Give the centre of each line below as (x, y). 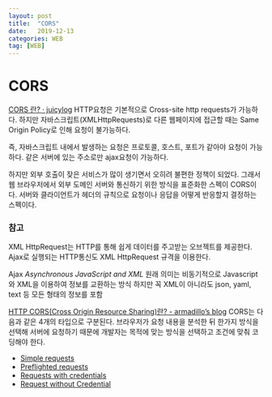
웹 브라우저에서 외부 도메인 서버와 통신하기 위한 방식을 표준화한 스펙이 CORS (130, 185)
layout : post (30, 16)
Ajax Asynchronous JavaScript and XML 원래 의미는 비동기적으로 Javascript (133, 274)
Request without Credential (66, 384)
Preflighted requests (54, 367)
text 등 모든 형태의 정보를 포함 (56, 295)
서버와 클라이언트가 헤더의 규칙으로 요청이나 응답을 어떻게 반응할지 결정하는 (138, 194)
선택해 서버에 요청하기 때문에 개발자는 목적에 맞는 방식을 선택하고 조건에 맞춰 (130, 332)
